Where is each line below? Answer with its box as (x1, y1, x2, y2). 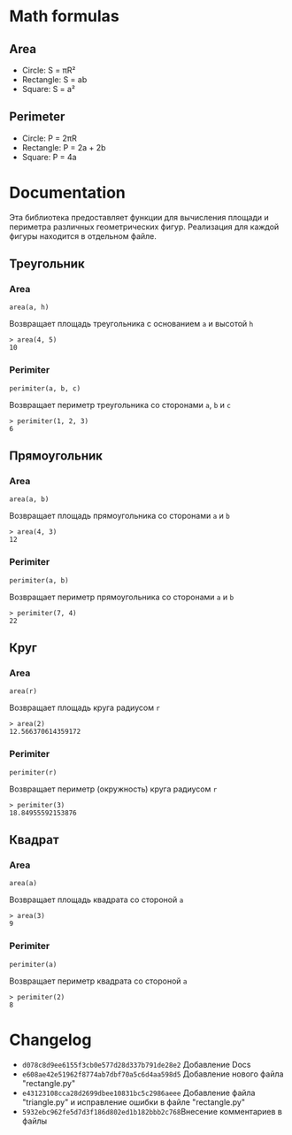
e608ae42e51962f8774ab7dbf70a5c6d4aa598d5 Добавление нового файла (21, 1069, 284, 1079)
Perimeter (9, 109, 65, 125)
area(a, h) (9, 303, 50, 312)
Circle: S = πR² (21, 65, 76, 75)
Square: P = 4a (21, 151, 77, 162)
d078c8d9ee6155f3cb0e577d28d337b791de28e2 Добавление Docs (21, 1059, 251, 1069)
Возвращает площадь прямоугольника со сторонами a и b (9, 511, 230, 521)
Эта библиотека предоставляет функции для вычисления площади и (9, 212, 270, 222)
